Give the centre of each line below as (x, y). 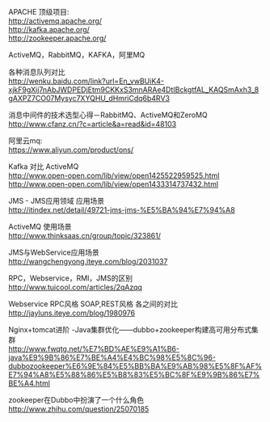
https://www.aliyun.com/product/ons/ (71, 150)
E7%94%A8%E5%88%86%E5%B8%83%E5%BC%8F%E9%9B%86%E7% (134, 375)
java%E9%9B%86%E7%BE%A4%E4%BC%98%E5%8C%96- (112, 357)
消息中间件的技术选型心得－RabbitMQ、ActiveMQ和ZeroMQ (108, 115)
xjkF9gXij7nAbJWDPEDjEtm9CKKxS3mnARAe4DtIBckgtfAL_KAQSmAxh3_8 (134, 90)
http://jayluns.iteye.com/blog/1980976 (72, 313)
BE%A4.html (30, 383)
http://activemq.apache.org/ (55, 21)
